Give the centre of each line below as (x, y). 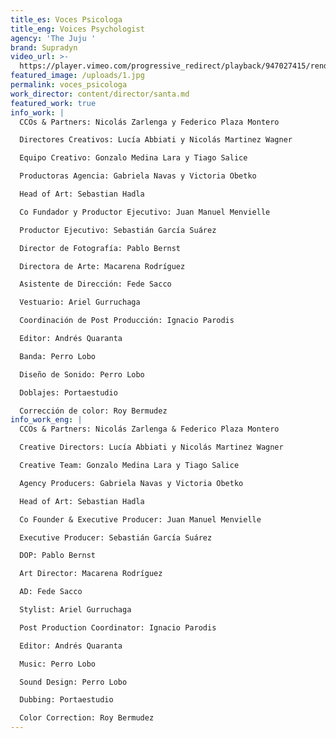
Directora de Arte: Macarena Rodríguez (102, 266)
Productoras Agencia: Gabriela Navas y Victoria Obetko (138, 176)
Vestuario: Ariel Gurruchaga (80, 302)
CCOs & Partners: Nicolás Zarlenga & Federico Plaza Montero (149, 429)
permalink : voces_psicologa (69, 85)
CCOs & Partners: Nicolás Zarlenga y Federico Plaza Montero (149, 122)
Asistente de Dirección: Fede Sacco (95, 284)
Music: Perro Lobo (58, 664)
